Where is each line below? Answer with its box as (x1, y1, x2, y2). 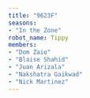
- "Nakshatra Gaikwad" (8, 70, 83, 78)
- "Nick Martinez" (8, 77, 69, 85)
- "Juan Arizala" (8, 63, 66, 71)
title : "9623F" (8, 11, 58, 20)
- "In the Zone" (8, 26, 62, 34)
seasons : (8, 19, 37, 27)
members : (8, 41, 37, 49)
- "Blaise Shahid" (8, 56, 69, 64)
